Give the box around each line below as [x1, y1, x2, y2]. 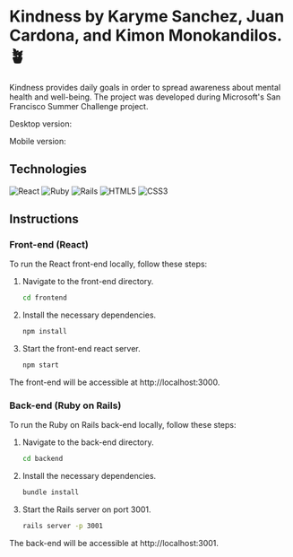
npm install [22, 327, 67, 336]
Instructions [9, 212, 79, 227]
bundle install [22, 488, 80, 497]
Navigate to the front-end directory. [22, 276, 154, 287]
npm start [22, 361, 60, 370]
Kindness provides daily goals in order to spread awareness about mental [9, 82, 281, 92]
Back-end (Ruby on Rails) [9, 399, 122, 412]
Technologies [9, 161, 88, 177]
